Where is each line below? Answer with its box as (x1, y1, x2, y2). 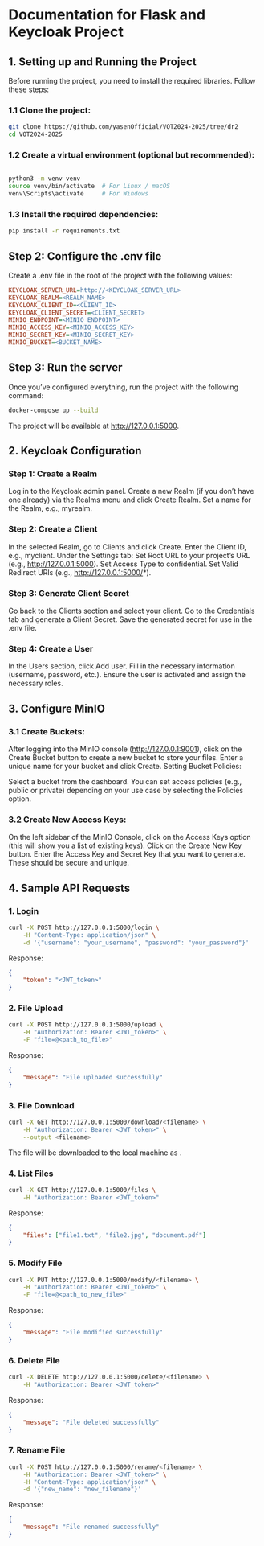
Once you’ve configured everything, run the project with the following (8, 382, 239, 392)
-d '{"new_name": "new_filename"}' (22, 1486, 142, 1494)
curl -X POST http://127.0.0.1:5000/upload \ (8, 1021, 163, 1029)
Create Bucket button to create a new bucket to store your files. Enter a (8, 752, 244, 762)
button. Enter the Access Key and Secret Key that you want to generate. (8, 849, 246, 859)
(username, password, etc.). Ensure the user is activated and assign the (8, 670, 246, 680)
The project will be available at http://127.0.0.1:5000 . (8, 421, 180, 430)
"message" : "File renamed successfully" (22, 1523, 160, 1532)
